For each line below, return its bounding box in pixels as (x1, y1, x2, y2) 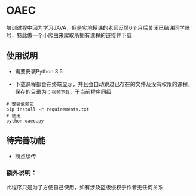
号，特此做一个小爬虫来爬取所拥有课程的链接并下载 (6, 31, 132, 39)
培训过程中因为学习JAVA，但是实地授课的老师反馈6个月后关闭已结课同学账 (6, 24, 190, 31)
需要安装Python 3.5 (14, 68, 63, 75)
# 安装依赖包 (6, 101, 34, 107)
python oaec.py (6, 118, 44, 124)
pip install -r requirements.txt (6, 106, 90, 112)
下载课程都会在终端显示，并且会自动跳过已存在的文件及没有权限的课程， (14, 80, 193, 87)
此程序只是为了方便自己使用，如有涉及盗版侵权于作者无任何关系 (6, 183, 163, 191)
